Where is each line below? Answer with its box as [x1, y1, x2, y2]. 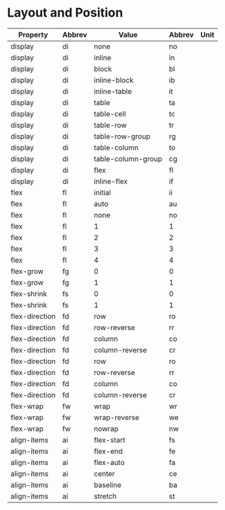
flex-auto [94, 457, 126, 467]
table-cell [94, 109, 126, 118]
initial [94, 188, 112, 197]
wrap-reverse [94, 412, 139, 422]
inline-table [94, 86, 133, 96]
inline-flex [94, 176, 128, 186]
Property [18, 30, 48, 39]
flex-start [94, 435, 126, 444]
